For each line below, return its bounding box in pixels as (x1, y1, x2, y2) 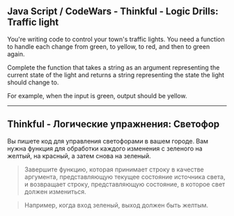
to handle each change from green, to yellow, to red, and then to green (7, 42, 210, 51)
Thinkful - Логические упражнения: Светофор (7, 118, 220, 130)
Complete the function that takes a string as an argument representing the (7, 63, 220, 72)
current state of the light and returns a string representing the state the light (7, 70, 225, 79)
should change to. (7, 78, 59, 86)
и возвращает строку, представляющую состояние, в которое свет (24, 180, 226, 188)
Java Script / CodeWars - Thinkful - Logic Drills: (7, 6, 219, 17)
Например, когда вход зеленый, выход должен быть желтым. (24, 201, 209, 209)
